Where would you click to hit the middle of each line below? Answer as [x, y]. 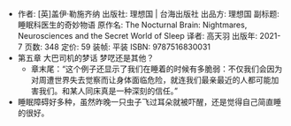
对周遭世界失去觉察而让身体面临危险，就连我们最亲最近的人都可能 [151, 80]
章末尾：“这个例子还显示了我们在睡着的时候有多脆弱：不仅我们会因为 [157, 69]
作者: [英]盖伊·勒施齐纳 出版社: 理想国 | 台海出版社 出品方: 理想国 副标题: [149, 14]
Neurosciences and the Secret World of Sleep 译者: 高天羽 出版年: [138, 36]
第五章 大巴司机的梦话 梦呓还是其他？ [86, 58]
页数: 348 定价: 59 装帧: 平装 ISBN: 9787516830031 [117, 47]
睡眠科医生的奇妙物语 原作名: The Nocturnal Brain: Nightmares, [132, 25]
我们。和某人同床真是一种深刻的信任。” [108, 91]
